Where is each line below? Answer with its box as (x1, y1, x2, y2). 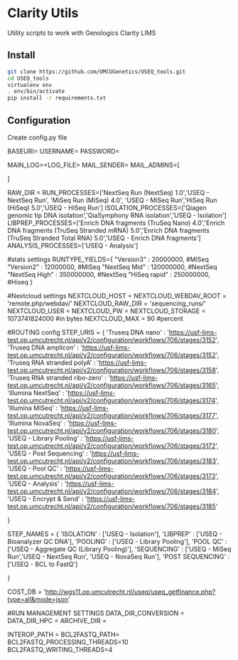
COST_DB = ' (7, 587, 46, 596)
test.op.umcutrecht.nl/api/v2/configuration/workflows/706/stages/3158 (7, 365, 217, 374)
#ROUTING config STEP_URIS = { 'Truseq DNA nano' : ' (7, 328, 170, 336)
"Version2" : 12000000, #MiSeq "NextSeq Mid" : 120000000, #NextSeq (7, 262, 217, 271)
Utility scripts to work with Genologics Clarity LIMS (7, 28, 156, 37)
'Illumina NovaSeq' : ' (7, 419, 70, 427)
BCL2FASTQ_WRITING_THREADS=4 (7, 645, 113, 654)
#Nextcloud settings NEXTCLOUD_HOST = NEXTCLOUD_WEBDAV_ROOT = (7, 291, 227, 300)
